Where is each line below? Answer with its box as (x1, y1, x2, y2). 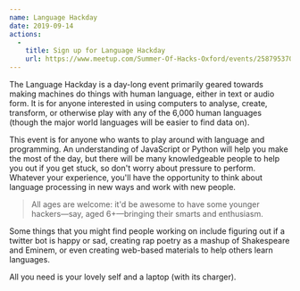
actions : (9, 29, 42, 38)
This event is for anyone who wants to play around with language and (9, 135, 265, 145)
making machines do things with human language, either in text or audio (9, 88, 275, 99)
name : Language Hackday (9, 12, 98, 22)
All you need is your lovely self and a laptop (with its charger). (9, 271, 237, 282)
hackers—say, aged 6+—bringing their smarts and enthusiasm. (30, 209, 263, 219)
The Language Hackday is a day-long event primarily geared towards (9, 79, 263, 89)
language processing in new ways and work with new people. (9, 182, 237, 192)
